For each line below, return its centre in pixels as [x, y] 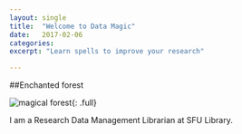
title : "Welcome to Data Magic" [73, 26]
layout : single [38, 18]
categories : [32, 43]
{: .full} [84, 103]
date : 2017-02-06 [46, 34]
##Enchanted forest [47, 85]
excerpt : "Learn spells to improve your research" [107, 52]
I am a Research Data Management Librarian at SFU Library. [121, 120]
